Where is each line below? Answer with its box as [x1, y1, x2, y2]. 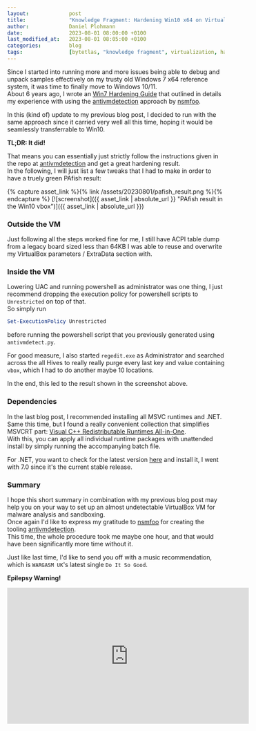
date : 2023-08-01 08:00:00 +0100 [7, 29, 147, 37]
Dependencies [7, 397, 57, 407]
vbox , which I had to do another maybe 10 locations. [7, 366, 154, 374]
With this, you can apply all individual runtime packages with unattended [7, 434, 213, 443]
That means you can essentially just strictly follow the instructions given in [7, 151, 219, 160]
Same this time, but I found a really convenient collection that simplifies [7, 420, 210, 428]
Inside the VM [7, 267, 55, 277]
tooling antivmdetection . [7, 525, 77, 533]
